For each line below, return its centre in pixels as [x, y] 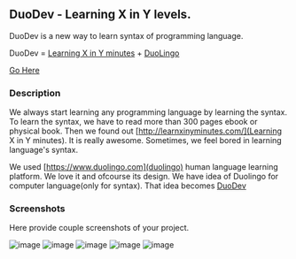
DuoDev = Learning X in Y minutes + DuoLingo [94, 53]
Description [35, 93]
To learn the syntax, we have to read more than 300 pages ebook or [133, 122]
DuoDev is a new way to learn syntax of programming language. [126, 35]
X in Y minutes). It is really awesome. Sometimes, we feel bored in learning [145, 141]
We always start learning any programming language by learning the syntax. [148, 112]
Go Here [24, 70]
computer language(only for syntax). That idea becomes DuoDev [128, 186]
